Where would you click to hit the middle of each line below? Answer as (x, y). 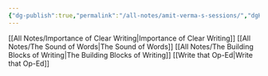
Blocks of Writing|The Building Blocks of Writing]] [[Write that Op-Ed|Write (131, 55)
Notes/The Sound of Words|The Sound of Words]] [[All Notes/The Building (131, 46)
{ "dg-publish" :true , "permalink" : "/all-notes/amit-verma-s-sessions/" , (128, 15)
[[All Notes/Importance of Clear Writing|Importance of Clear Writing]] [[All (130, 38)
